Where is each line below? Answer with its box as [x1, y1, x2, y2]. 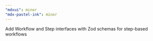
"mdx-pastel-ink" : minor [5, 12, 57, 17]
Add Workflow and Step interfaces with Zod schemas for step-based [5, 25, 148, 31]
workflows [5, 31, 27, 37]
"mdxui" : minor [5, 7, 37, 12]
